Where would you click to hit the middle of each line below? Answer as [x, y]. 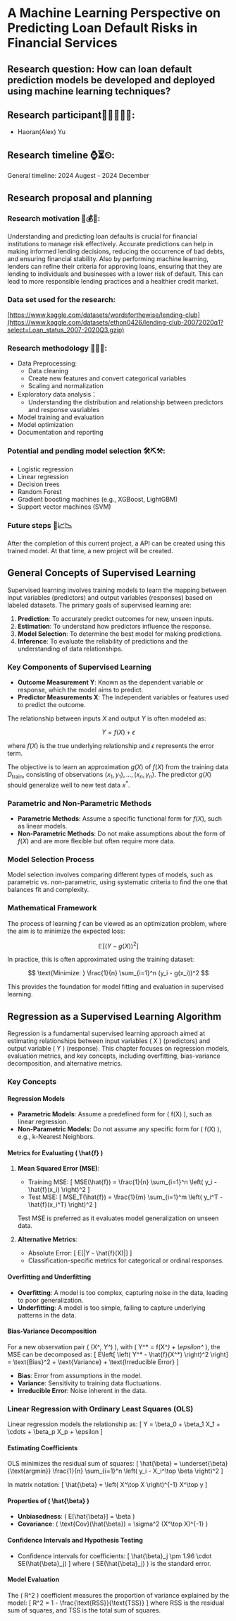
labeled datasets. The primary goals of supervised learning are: [99, 605]
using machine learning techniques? [89, 91]
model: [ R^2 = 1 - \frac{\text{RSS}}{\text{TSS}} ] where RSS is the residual [116, 1603]
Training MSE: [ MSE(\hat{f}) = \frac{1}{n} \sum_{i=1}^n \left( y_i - [123, 1182]
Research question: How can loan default [100, 69]
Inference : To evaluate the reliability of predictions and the [103, 641]
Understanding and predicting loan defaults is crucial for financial [102, 236]
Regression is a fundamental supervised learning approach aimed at [106, 1033]
